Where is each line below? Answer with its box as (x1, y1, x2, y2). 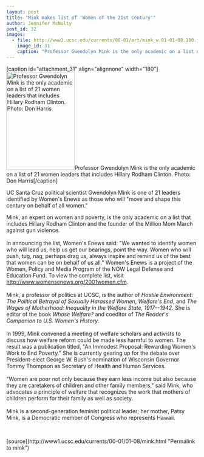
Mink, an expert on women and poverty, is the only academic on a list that (6, 214, 191, 221)
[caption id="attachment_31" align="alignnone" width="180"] (6, 65, 159, 72)
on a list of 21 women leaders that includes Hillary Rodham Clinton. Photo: (6, 170, 191, 178)
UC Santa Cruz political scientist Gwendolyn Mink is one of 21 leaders (6, 189, 181, 196)
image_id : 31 (17, 43, 50, 49)
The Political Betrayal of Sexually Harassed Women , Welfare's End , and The (6, 298, 197, 305)
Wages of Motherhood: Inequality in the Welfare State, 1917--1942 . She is (6, 304, 191, 311)
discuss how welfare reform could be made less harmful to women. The (6, 336, 186, 344)
